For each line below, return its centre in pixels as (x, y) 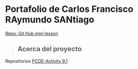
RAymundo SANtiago (50, 20)
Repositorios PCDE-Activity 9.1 (37, 61)
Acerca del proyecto (50, 49)
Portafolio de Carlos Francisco (69, 9)
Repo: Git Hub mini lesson (32, 33)
